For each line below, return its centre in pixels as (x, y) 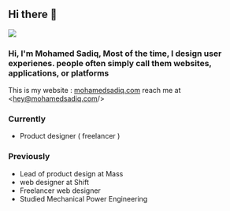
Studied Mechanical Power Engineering (83, 198)
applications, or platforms (59, 73)
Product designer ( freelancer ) (70, 136)
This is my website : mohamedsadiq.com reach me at (95, 91)
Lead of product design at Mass (71, 173)
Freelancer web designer (60, 191)
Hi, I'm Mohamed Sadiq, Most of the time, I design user (115, 54)
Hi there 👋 (33, 15)
